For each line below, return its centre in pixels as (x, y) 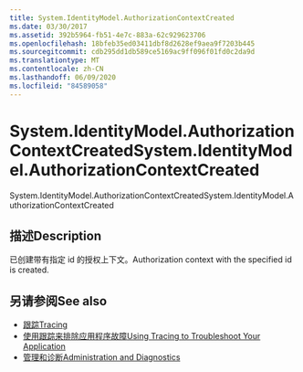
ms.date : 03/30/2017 (49, 27)
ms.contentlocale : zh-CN (57, 69)
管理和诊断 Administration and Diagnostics (101, 357)
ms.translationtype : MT (55, 60)
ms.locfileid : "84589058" (58, 86)
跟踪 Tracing (45, 324)
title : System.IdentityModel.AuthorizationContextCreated (122, 18)
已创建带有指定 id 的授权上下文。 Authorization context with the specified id (151, 260)
